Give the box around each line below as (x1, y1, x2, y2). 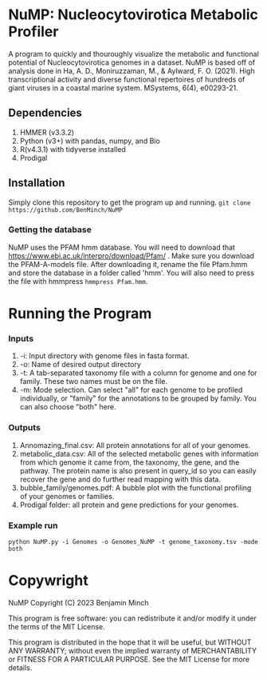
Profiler (8, 22, 59, 41)
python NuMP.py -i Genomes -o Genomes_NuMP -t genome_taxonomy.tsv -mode (8, 537, 259, 545)
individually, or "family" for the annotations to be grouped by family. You (19, 393, 257, 403)
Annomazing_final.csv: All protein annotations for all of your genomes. (19, 440, 251, 449)
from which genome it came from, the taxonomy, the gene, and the (19, 457, 240, 467)
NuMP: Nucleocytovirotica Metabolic (8, 6, 259, 24)
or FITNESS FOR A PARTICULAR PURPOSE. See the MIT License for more (8, 654, 250, 664)
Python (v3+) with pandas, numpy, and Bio (19, 136, 161, 146)
